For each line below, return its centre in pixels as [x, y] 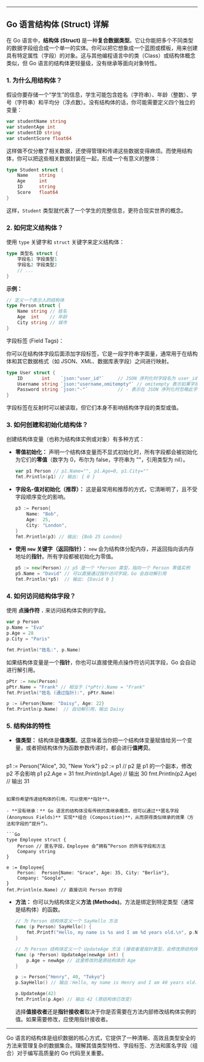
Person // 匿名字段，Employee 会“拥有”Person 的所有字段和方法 [91, 846]
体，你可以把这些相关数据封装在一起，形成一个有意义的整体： [83, 158]
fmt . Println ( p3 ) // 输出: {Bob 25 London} [69, 536]
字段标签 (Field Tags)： [35, 340]
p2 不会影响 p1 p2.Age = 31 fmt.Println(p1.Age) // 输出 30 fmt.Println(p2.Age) [102, 774]
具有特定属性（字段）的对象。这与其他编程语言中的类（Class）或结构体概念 [101, 55]
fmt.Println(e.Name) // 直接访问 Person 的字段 [64, 890]
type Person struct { [34, 306]
